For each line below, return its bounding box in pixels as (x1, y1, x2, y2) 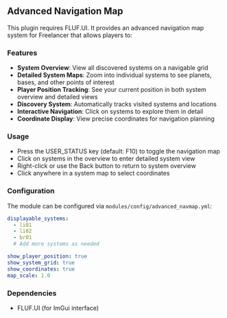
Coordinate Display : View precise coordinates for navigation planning (16, 114, 215, 123)
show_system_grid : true (7, 259, 75, 266)
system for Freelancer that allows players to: (7, 31, 132, 39)
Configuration (7, 186, 55, 196)
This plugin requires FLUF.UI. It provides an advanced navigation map (7, 23, 204, 32)
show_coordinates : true (7, 265, 75, 273)
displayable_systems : (7, 215, 69, 222)
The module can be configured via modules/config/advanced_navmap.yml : (7, 201, 213, 210)
